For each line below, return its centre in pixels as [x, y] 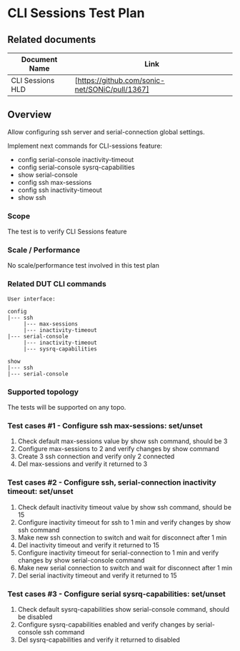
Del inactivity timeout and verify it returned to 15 [88, 545]
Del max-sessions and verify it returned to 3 [82, 464]
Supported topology [43, 392]
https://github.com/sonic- [121, 80]
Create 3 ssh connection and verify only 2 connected [96, 456]
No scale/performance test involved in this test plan [83, 266]
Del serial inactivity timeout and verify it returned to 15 [97, 575]
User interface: [31, 299]
